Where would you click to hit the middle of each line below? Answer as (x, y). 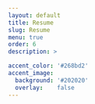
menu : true (26, 37)
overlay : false (45, 88)
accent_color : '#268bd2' (48, 66)
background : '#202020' (52, 80)
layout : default (34, 15)
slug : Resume (29, 30)
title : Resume (31, 23)
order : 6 (22, 45)
